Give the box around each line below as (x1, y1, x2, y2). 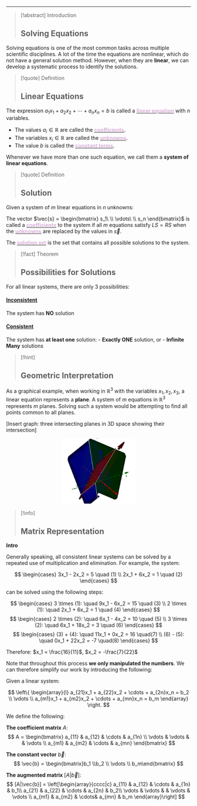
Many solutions (6, 342, 44, 350)
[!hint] (20, 354, 35, 361)
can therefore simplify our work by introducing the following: (6, 666, 152, 673)
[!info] (20, 509, 35, 516)
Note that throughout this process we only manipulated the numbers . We (6, 660, 185, 667)
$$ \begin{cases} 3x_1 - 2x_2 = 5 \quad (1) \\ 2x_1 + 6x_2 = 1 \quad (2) (14, 571, 183, 578)
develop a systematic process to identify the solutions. (6, 63, 138, 70)
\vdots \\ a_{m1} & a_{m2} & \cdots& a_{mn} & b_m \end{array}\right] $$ (12, 793, 185, 800)
